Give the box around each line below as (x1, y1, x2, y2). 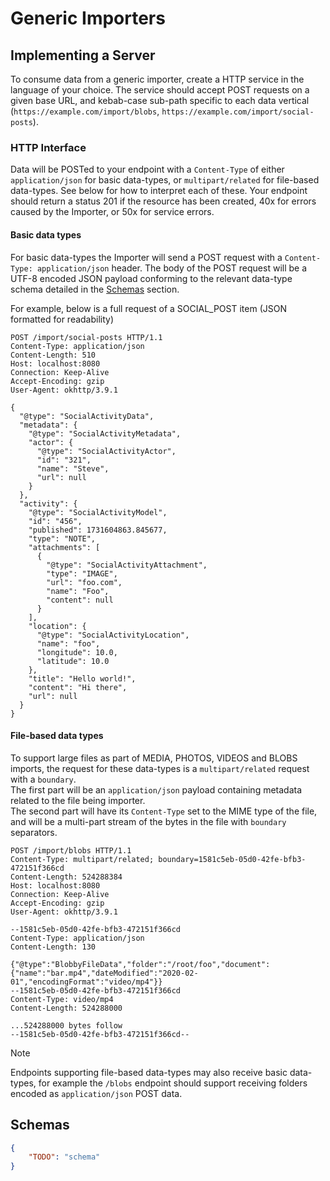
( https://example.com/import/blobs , (10, 105, 160, 117)
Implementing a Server (10, 47, 156, 64)
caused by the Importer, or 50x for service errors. (10, 206, 215, 218)
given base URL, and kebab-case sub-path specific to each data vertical (10, 95, 310, 106)
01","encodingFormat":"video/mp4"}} (10, 977, 163, 987)
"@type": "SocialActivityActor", (36, 446, 177, 456)
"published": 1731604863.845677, (28, 525, 168, 535)
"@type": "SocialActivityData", (19, 411, 155, 421)
